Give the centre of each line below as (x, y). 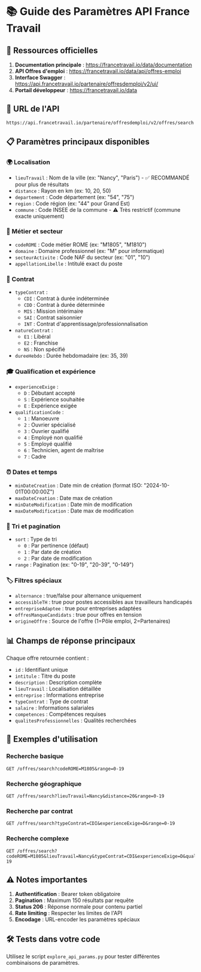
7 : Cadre (35, 457)
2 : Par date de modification (58, 558)
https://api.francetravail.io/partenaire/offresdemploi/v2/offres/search (100, 123)
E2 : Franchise (41, 343)
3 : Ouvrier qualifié (46, 431)
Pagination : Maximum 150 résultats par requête (74, 900)
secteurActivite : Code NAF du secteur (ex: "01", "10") (83, 257)
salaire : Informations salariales (54, 708)
